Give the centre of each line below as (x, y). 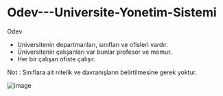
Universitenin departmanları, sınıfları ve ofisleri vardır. (92, 44)
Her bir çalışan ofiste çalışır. (56, 59)
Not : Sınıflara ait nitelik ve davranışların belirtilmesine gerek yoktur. (102, 72)
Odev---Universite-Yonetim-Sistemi (112, 13)
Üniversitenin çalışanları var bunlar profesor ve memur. (94, 52)
